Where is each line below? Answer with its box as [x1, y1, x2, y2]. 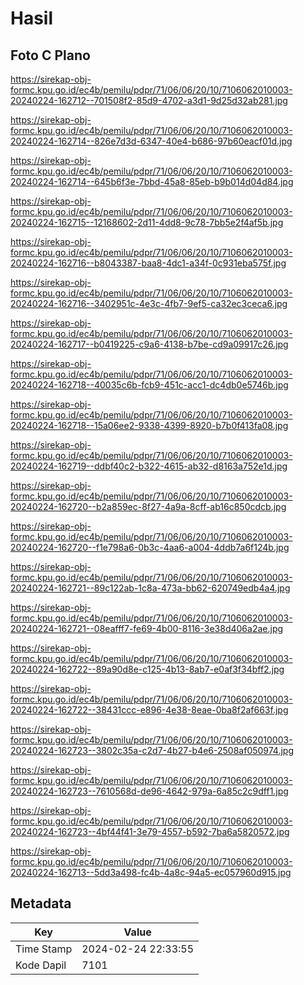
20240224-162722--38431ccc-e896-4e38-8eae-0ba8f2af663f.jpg [10, 704, 289, 716]
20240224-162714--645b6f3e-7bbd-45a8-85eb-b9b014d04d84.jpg [10, 176, 294, 187]
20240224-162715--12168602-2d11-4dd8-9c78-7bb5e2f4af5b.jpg [10, 217, 284, 228]
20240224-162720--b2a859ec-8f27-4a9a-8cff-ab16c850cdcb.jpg [10, 501, 287, 512]
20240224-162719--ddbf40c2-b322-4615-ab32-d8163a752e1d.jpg [10, 460, 288, 472]
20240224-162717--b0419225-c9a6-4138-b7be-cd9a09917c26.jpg [10, 338, 289, 350]
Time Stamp [15, 942, 73, 956]
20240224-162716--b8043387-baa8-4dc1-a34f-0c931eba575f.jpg [10, 257, 287, 269]
